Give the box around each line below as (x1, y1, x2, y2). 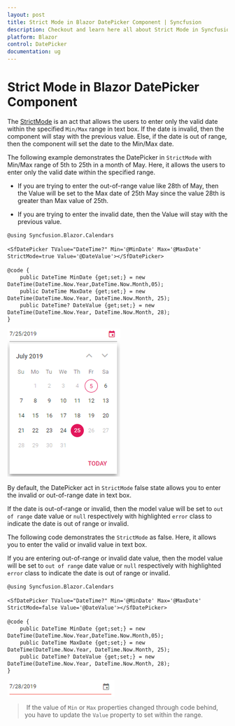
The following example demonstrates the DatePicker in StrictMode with (7, 153, 212, 161)
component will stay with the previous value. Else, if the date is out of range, (7, 132, 227, 140)
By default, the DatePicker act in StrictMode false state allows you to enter (7, 483, 222, 491)
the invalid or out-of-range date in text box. (7, 491, 131, 499)
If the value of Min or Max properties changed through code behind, (26, 703, 219, 711)
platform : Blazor (7, 34, 58, 41)
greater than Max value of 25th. (17, 196, 109, 204)
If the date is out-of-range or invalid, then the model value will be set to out (7, 504, 224, 512)
